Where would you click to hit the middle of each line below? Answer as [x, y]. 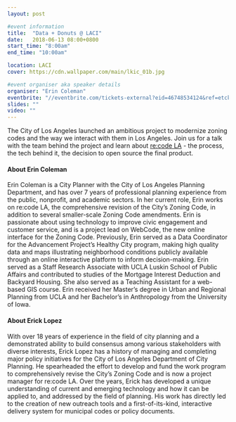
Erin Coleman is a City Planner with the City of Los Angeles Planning [106, 185]
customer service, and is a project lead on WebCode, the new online [106, 230]
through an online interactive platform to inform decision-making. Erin [108, 260]
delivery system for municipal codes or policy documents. [91, 411]
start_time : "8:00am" [39, 46]
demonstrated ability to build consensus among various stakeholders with [114, 344]
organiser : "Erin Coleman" [47, 91]
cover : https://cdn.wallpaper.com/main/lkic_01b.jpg [86, 72]
